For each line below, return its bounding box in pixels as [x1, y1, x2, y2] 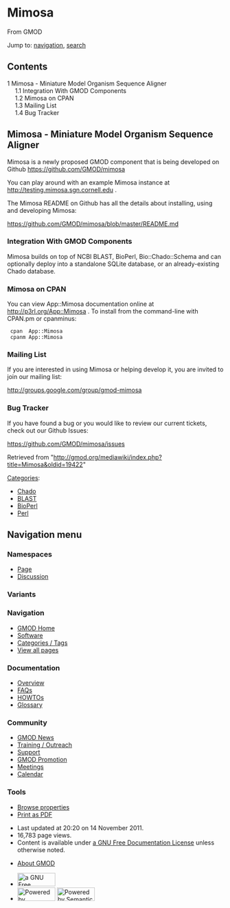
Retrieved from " [7, 453, 54, 461]
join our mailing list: [7, 373, 62, 381]
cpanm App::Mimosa [10, 334, 63, 341]
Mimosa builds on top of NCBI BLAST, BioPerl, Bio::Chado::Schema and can [7, 252, 222, 260]
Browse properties [16, 803, 70, 811]
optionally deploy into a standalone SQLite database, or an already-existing [7, 260, 220, 268]
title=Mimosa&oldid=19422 [7, 460, 84, 468]
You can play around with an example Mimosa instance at [7, 178, 170, 187]
